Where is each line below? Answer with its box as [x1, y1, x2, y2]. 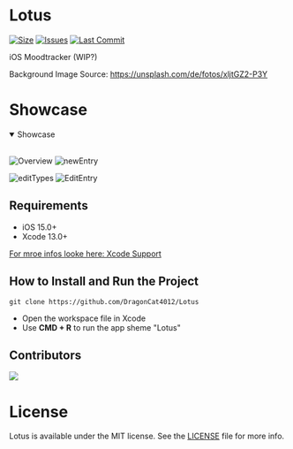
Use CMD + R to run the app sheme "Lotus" [21, 322, 181, 332]
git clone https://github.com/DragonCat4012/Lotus [9, 297, 199, 306]
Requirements [9, 198, 88, 213]
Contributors [9, 347, 82, 362]
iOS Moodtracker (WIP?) [9, 51, 98, 62]
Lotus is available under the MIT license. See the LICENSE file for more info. [9, 430, 285, 442]
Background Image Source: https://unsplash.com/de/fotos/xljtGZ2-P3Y [9, 68, 268, 80]
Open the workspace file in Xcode [21, 313, 146, 323]
